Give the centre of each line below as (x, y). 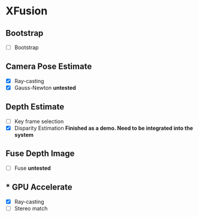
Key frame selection (39, 121)
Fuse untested (33, 168)
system (24, 135)
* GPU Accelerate (39, 187)
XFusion (27, 11)
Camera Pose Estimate (49, 67)
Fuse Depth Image (40, 154)
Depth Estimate (35, 107)
